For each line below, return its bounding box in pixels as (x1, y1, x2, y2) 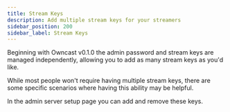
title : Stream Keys (7, 10, 64, 17)
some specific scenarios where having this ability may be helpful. (7, 84, 194, 92)
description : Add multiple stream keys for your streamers (7, 17, 182, 24)
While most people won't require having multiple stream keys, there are (7, 77, 211, 85)
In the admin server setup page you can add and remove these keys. (7, 97, 203, 106)
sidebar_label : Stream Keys (7, 29, 89, 37)
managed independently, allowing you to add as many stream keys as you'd (7, 56, 224, 64)
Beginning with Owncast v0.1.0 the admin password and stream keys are (7, 48, 214, 57)
